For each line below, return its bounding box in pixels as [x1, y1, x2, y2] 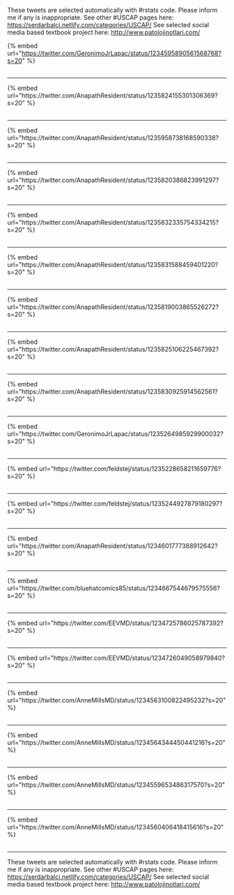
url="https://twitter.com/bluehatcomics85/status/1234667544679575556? [7, 584, 221, 592]
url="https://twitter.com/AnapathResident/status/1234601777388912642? [7, 542, 218, 550]
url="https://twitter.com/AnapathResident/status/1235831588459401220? [7, 261, 219, 269]
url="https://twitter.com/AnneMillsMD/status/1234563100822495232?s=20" [7, 696, 226, 704]
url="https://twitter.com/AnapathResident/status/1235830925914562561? [7, 387, 218, 396]
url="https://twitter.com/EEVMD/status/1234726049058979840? [39, 654, 225, 662]
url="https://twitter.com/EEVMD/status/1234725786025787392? [39, 619, 224, 627]
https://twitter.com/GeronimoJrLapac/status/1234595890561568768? [21, 49, 221, 57]
